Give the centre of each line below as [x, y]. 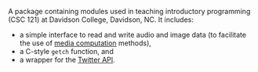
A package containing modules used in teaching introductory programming [129, 11]
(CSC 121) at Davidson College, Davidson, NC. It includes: [101, 20]
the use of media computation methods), [85, 43]
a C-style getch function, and [66, 51]
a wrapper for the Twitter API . [67, 59]
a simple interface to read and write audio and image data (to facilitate [133, 35]
